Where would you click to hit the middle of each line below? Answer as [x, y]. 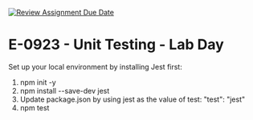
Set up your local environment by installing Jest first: [95, 66]
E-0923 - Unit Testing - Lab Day [116, 45]
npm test [35, 107]
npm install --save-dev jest [65, 90]
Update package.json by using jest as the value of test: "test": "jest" [133, 99]
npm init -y [38, 82]
